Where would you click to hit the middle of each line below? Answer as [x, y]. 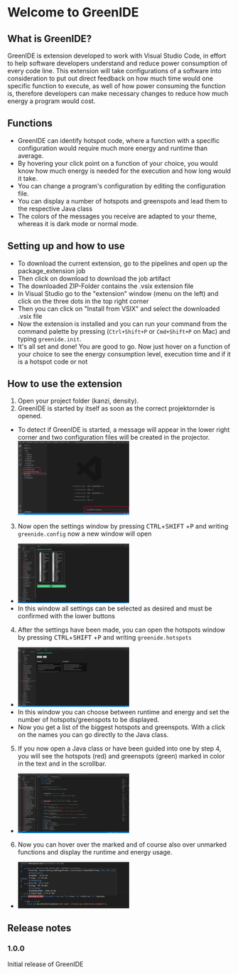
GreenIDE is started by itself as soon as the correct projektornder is [116, 408]
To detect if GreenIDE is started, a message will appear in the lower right [124, 430]
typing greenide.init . [49, 339]
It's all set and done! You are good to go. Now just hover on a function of [124, 346]
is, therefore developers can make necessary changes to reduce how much [118, 94]
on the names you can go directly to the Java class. [93, 734]
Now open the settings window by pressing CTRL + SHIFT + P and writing [123, 526]
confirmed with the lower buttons [66, 615]
